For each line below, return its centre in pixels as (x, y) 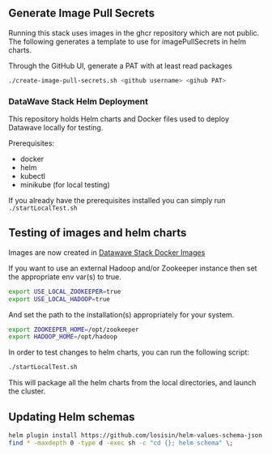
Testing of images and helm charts (98, 233)
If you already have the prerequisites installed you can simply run (117, 200)
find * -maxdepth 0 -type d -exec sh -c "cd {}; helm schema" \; (121, 443)
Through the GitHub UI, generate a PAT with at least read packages (120, 66)
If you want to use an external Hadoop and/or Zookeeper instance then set (133, 268)
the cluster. (27, 391)
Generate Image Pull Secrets (82, 13)
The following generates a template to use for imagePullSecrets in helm (127, 41)
